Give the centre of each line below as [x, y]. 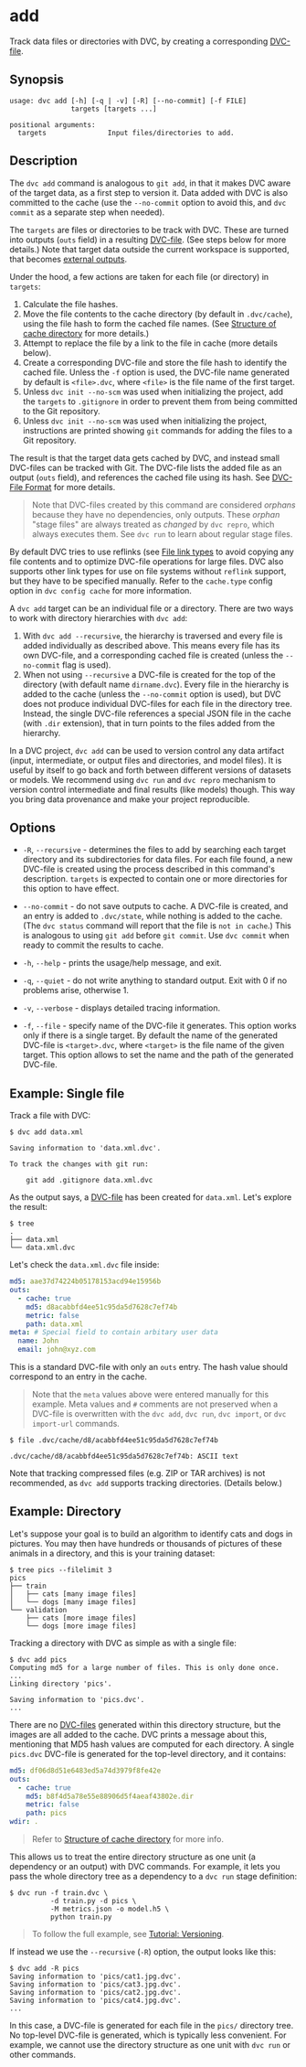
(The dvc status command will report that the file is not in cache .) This [157, 926]
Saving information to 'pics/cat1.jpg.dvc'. [95, 1976]
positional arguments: [53, 124]
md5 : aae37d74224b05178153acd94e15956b [85, 1281]
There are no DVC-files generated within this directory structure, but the [145, 1724]
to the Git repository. [61, 411]
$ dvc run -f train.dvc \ [58, 1893]
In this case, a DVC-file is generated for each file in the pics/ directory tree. [152, 2025]
